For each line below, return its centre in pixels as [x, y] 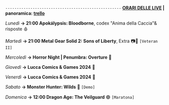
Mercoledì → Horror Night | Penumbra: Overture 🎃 [58, 57]
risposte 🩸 [17, 29]
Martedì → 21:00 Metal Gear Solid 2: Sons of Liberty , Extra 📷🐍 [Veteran [82, 41]
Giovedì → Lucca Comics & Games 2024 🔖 [50, 67]
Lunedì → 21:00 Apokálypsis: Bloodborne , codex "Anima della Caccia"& [81, 23]
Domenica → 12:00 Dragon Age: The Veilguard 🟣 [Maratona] [70, 97]
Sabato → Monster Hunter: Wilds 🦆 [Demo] [50, 87]
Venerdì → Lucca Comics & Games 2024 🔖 [50, 77]
